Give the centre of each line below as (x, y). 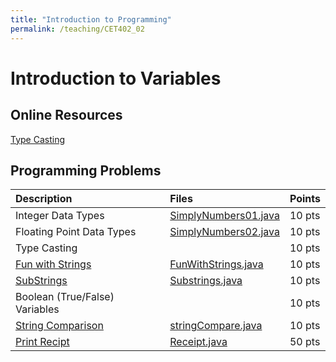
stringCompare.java (216, 326)
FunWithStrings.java (216, 264)
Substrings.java (206, 281)
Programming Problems (86, 170)
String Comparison (59, 326)
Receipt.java (198, 342)
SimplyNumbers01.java (224, 216)
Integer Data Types (60, 216)
